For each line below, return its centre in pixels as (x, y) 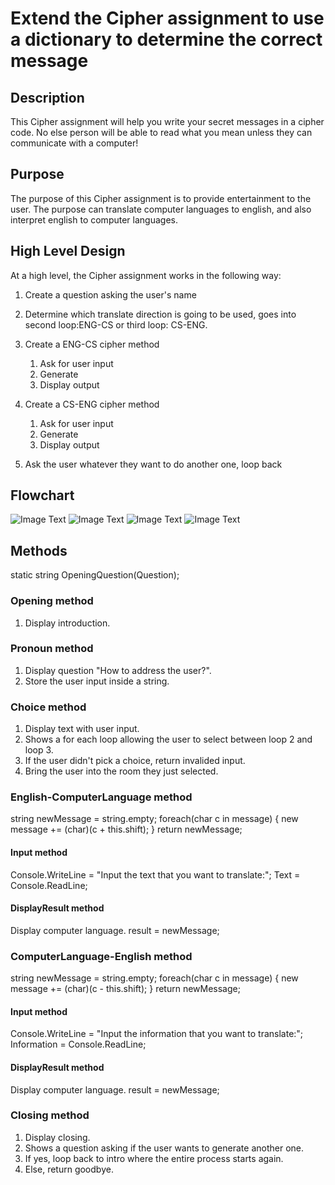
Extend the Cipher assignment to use (167, 18)
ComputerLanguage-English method (101, 956)
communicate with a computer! (74, 143)
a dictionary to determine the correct (166, 39)
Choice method (48, 707)
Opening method (52, 601)
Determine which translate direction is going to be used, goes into (160, 314)
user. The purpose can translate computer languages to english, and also (161, 209)
